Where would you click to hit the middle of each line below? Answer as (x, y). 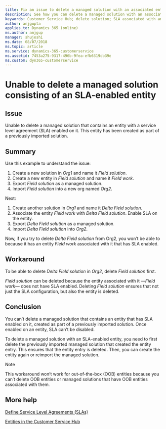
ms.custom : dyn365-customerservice (42, 60)
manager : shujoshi (24, 38)
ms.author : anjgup (24, 33)
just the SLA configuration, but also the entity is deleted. (62, 291)
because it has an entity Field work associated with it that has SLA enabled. (82, 244)
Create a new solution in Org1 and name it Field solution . (69, 173)
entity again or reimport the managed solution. (52, 355)
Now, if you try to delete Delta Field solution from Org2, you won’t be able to (83, 238)
